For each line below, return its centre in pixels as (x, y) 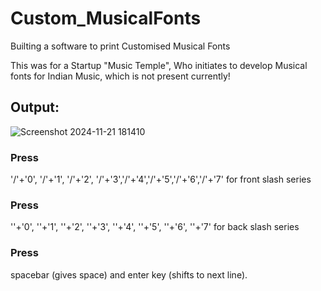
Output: (35, 107)
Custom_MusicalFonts (106, 18)
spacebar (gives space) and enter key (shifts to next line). (129, 274)
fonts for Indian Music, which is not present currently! (120, 76)
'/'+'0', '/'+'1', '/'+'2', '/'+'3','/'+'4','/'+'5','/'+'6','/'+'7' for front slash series (161, 179)
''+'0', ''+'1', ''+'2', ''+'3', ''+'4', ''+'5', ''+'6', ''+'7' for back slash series (155, 227)
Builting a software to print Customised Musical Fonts (120, 46)
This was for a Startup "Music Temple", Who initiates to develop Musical (159, 65)
